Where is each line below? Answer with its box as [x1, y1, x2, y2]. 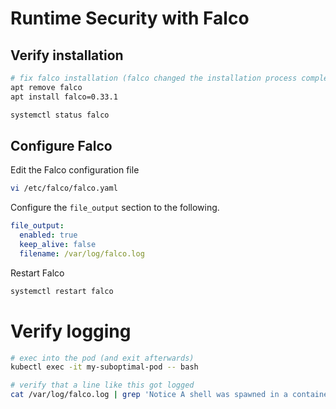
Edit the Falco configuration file [10, 164, 140, 176]
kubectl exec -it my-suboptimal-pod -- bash [10, 362, 199, 372]
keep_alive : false [19, 239, 97, 249]
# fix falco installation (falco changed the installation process [10, 73, 298, 83]
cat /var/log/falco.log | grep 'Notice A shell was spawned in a [10, 390, 288, 400]
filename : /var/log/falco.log [19, 248, 145, 259]
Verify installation [10, 47, 124, 64]
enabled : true [19, 230, 78, 241]
